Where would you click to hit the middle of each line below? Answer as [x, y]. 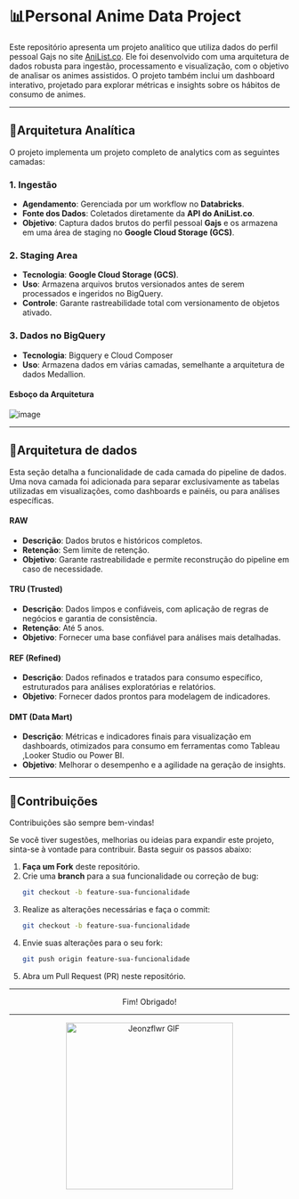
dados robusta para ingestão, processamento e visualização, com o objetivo [149, 66]
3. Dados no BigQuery [57, 336]
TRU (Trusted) [36, 589]
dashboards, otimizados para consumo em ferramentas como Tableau [151, 746]
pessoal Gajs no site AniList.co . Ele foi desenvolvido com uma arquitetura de [149, 56]
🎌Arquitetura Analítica [73, 130]
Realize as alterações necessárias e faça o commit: [116, 910]
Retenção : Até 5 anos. [63, 628]
